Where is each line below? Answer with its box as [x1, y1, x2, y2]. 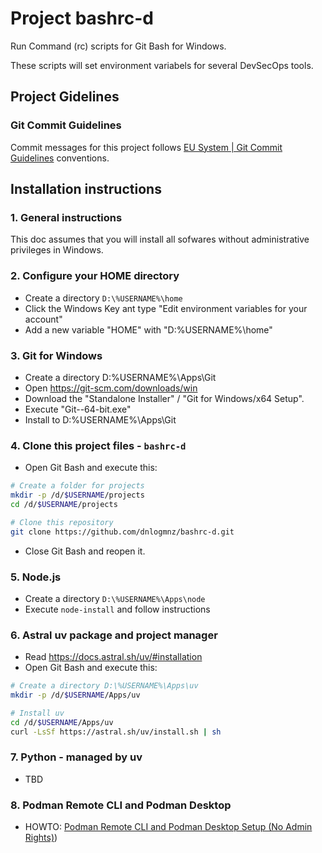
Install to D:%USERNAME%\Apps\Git [24, 413, 177, 426]
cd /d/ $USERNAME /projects [10, 499, 118, 509]
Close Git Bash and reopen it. [24, 545, 146, 557]
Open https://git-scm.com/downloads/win [24, 382, 198, 394]
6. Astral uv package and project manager [10, 628, 218, 642]
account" [24, 313, 63, 325]
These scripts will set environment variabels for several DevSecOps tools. [10, 59, 314, 71]
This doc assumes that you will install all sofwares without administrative [10, 233, 310, 246]
